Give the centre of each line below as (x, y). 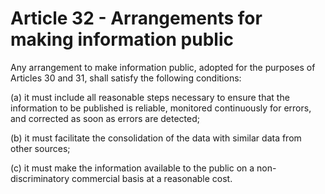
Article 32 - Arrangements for (136, 18)
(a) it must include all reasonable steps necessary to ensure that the (150, 97)
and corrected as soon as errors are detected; (105, 118)
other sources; (40, 148)
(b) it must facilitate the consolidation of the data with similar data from (156, 138)
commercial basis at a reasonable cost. (152, 178)
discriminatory (40, 178)
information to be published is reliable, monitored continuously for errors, (161, 108)
